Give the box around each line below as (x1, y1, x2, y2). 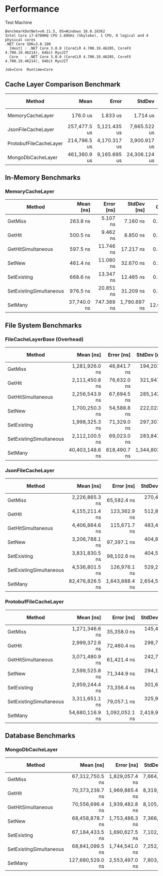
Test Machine (5, 19, 33, 25)
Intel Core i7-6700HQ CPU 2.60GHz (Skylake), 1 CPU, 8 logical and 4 (5, 33, 149, 38)
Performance (5, 3, 60, 15)
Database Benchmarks (5, 732, 76, 740)
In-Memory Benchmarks (5, 173, 81, 182)
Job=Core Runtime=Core (5, 67, 53, 72)
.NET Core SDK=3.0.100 (5, 41, 51, 47)
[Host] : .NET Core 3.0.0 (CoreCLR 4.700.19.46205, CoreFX (9, 46, 131, 51)
